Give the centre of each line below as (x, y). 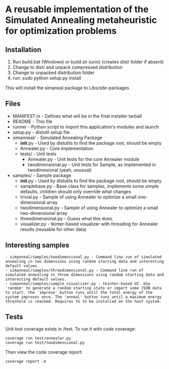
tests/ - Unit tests (38, 154)
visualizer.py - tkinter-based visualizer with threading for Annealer (89, 224)
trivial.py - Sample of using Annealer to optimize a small (78, 197)
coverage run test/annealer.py (38, 339)
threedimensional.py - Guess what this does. (67, 218)
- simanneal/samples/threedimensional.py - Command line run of (74, 270)
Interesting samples (37, 245)
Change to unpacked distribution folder (53, 73)
